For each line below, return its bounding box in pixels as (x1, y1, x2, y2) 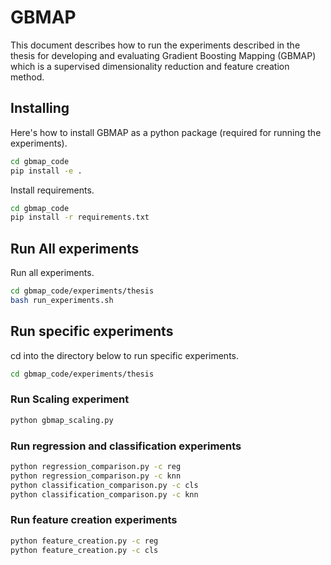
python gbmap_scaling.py (10, 415, 114, 425)
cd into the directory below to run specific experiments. (10, 349, 239, 361)
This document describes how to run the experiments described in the (10, 39, 301, 51)
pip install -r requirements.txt (10, 212, 150, 223)
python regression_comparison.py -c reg (10, 461, 182, 471)
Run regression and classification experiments (10, 439, 242, 453)
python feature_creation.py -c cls (10, 545, 159, 555)
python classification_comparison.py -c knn (10, 489, 199, 500)
